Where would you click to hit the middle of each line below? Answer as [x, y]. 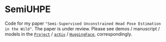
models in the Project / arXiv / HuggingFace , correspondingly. [69, 34]
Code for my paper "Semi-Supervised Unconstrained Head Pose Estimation [83, 23]
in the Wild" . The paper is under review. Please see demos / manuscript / [82, 28]
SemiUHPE [28, 9]
